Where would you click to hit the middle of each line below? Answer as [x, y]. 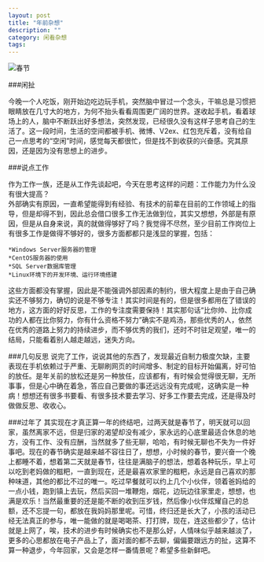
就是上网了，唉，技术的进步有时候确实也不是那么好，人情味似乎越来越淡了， [132, 531]
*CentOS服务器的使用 [38, 258]
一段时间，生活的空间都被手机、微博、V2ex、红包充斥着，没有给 [140, 131]
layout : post [29, 15]
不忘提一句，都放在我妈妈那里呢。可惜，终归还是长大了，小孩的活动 [139, 511]
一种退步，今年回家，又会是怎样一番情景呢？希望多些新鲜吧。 [114, 550]
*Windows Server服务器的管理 [52, 250]
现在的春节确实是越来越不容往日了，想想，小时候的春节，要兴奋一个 [139, 452]
